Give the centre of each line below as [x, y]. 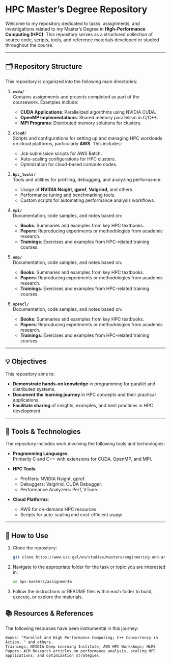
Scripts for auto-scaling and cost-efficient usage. [72, 515]
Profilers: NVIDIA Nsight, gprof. [53, 479]
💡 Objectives [26, 362]
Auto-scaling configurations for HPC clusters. [68, 158]
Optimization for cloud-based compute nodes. [69, 164]
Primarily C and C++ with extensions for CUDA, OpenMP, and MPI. [82, 459]
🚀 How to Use [27, 535]
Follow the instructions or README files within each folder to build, [82, 591]
